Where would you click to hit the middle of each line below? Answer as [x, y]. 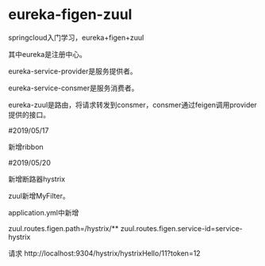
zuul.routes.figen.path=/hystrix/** [63, 228]
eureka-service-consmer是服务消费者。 [73, 88]
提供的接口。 [29, 114]
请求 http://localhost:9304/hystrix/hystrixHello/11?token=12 [104, 253]
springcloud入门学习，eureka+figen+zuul [76, 37]
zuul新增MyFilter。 [39, 196]
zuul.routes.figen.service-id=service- [182, 228]
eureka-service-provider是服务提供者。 [73, 71]
